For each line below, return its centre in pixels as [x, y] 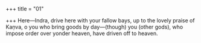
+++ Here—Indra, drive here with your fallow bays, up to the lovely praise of [100, 20]
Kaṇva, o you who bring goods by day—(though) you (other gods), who [94, 27]
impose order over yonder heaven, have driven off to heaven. [82, 33]
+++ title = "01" [25, 9]
